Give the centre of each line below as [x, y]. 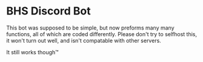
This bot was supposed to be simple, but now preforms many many [90, 28]
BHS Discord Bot [48, 11]
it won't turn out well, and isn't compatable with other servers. [84, 40]
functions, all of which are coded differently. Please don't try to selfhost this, [102, 34]
